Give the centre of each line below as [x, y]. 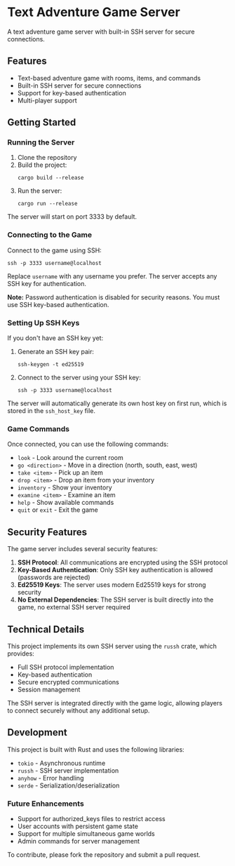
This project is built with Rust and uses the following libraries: [96, 749]
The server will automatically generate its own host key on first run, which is [117, 403]
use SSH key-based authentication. [58, 304]
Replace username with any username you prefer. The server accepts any [112, 276]
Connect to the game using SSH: [54, 250]
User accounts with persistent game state [78, 826]
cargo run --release [47, 204]
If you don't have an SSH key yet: [55, 338]
